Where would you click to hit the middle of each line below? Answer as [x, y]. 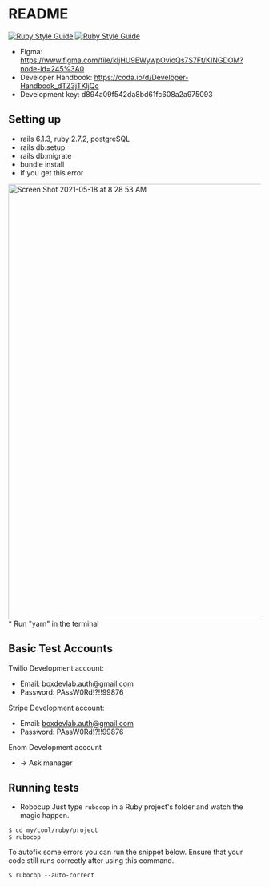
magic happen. [44, 816]
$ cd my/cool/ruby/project [53, 830]
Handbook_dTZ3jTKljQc [59, 86]
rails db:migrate [46, 155]
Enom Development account [55, 747]
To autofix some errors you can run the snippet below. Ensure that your [126, 852]
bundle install [42, 164]
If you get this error [52, 172]
